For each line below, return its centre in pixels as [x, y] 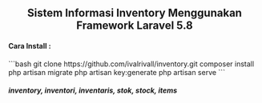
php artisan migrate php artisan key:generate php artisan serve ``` [117, 72]
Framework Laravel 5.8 [135, 26]
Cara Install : [30, 46]
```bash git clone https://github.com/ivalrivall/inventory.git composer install [131, 64]
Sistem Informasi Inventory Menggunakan [135, 13]
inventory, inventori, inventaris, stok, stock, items [93, 90]
